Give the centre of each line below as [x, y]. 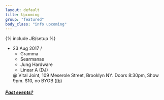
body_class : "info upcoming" [36, 24]
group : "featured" [25, 19]
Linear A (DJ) [34, 70]
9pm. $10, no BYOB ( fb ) [37, 81]
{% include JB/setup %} [30, 39]
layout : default [22, 10]
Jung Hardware [37, 64]
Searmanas [32, 59]
